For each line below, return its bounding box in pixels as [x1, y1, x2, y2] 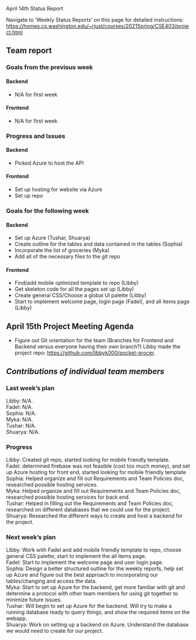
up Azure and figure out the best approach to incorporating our [6, 571, 159, 578]
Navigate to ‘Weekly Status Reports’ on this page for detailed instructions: [6, 16, 184, 23]
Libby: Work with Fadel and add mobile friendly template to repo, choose [6, 546, 181, 553]
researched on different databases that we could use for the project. [6, 506, 171, 513]
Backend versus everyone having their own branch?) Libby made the [14, 343, 181, 350]
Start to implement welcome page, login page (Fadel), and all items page [14, 298, 190, 305]
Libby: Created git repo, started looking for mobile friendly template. [6, 457, 170, 464]
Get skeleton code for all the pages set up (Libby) [14, 285, 135, 292]
